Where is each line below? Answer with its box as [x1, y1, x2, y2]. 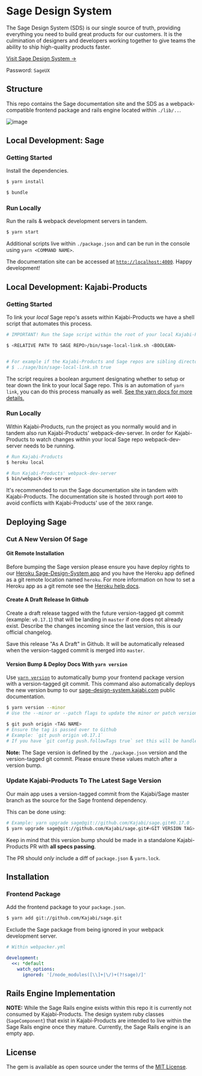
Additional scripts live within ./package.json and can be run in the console [6, 240, 191, 247]
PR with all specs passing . [29, 843, 96, 850]
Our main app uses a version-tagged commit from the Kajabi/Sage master [6, 790, 189, 798]
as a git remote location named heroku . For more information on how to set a [6, 576, 195, 583]
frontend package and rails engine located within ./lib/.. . [35, 106, 182, 114]
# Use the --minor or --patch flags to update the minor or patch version [6, 710, 198, 716]
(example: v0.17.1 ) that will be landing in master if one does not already [6, 616, 183, 623]
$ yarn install [6, 179, 44, 185]
